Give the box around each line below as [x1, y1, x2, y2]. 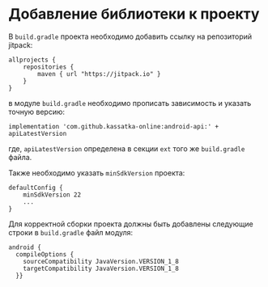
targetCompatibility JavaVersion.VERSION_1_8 [23, 264, 180, 272]
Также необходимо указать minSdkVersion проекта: [8, 167, 185, 178]
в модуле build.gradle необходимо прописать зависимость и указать [8, 98, 252, 108]
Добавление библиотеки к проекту [8, 5, 260, 23]
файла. [8, 152, 32, 162]
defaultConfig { [8, 184, 63, 192]
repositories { [23, 62, 74, 71]
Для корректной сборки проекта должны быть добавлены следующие [8, 219, 253, 229]
